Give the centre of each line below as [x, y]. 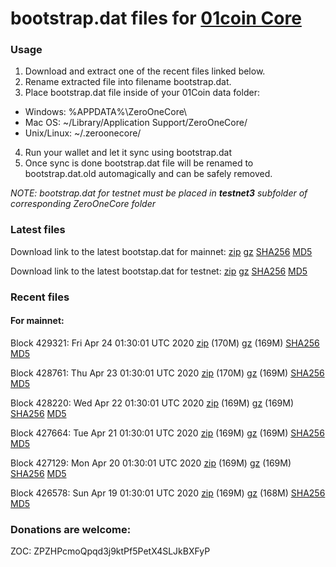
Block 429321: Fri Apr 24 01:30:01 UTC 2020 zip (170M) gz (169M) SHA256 [165, 343]
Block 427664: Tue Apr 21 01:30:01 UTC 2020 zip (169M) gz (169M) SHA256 [167, 433]
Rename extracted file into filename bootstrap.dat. [128, 82]
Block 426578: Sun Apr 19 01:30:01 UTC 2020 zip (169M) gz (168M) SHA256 [168, 493]
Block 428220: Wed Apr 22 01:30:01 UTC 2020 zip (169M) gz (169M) [152, 403]
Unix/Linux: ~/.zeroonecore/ [83, 133]
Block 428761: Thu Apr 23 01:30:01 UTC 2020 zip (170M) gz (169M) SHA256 [167, 373]
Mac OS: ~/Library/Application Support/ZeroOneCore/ [136, 123]
